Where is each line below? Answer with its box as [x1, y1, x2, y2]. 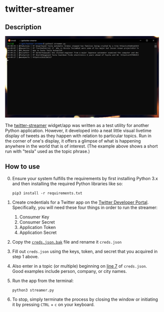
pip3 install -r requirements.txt [12, 190, 82, 196]
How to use [5, 163, 40, 171]
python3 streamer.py [12, 288, 54, 292]
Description [5, 23, 41, 31]
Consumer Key [19, 214, 50, 220]
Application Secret [19, 229, 57, 235]
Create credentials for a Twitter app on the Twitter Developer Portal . [12, 199, 149, 205]
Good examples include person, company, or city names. [12, 268, 127, 274]
